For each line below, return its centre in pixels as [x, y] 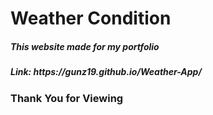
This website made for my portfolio [85, 46]
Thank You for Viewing [67, 98]
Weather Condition [91, 18]
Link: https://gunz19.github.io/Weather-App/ [106, 72]
